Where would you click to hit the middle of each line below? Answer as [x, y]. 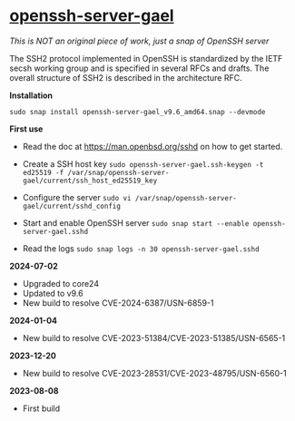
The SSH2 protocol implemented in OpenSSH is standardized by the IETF [146, 58]
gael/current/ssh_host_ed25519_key [90, 181]
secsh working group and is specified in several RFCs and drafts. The [139, 68]
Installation [31, 95]
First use [26, 129]
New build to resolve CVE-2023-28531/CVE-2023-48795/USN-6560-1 [155, 373]
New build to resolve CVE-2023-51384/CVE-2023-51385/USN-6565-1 [154, 338]
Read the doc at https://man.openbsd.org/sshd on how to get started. [152, 146]
